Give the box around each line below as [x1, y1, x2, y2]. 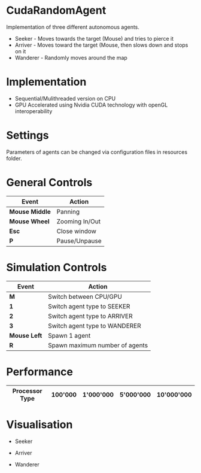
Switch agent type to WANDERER [47, 322, 142, 330]
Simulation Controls [6, 260, 107, 274]
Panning [56, 207, 80, 216]
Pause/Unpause [56, 236, 102, 245]
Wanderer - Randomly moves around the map [14, 54, 127, 61]
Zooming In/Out [56, 217, 100, 225]
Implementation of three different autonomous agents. [6, 23, 139, 31]
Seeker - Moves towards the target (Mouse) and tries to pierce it [14, 35, 174, 42]
